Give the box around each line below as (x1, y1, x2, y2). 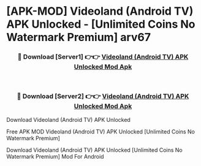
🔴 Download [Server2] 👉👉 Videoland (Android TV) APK (17, 92, 189, 100)
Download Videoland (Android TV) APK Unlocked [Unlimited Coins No (6, 146, 183, 154)
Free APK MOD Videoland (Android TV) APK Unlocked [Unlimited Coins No (6, 127, 195, 135)
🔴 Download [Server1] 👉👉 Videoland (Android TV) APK (17, 53, 189, 61)
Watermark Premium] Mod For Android (6, 153, 104, 160)
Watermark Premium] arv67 (6, 31, 151, 44)
